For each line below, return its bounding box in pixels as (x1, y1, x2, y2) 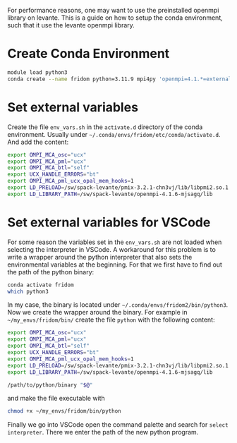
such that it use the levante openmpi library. (7, 21, 135, 29)
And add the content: (7, 138, 69, 146)
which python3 (7, 288, 49, 295)
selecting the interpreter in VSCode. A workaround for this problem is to (7, 245, 217, 253)
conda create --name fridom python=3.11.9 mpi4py (7, 75, 157, 83)
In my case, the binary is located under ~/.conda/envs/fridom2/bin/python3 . (7, 301, 229, 309)
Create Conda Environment (7, 46, 170, 62)
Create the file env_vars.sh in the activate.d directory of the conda (7, 123, 203, 131)
